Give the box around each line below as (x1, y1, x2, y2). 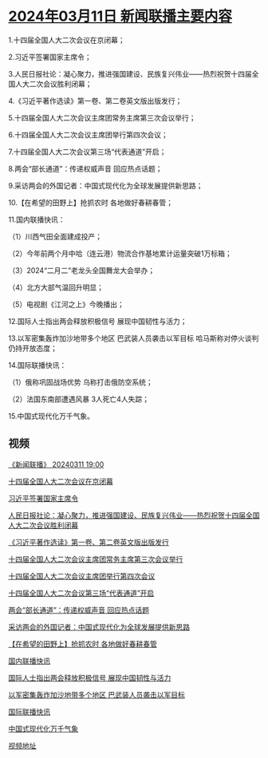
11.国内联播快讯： (8, 215, 65, 224)
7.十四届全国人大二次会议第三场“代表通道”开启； (8, 147, 167, 156)
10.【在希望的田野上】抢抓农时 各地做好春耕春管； (8, 197, 174, 207)
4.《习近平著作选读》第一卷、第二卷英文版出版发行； (8, 96, 183, 105)
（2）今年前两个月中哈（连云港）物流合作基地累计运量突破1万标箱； (8, 248, 233, 258)
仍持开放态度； (8, 343, 57, 353)
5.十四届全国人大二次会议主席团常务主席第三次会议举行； (8, 113, 196, 122)
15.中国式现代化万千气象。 (8, 411, 94, 420)
